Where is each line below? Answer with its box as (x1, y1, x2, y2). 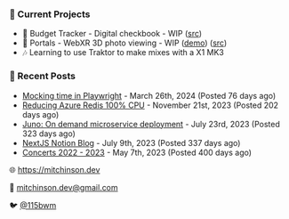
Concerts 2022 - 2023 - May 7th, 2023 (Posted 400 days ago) (21, 147, 252, 158)
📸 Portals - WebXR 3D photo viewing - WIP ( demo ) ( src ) (21, 37, 228, 48)
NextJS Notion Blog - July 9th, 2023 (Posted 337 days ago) (21, 137, 241, 148)
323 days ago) (21, 128, 76, 139)
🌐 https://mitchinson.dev (9, 164, 100, 174)
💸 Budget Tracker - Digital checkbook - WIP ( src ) (21, 28, 203, 39)
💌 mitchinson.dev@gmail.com (9, 182, 118, 192)
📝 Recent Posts (9, 70, 76, 83)
